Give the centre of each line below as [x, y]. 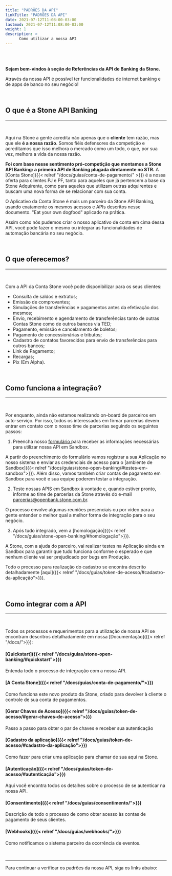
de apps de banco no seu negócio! [42, 84]
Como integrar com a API [46, 604]
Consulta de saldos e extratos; [45, 296]
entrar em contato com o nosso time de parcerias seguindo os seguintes [82, 426]
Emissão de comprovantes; [41, 302]
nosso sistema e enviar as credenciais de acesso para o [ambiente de [79, 462]
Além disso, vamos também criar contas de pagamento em [99, 473]
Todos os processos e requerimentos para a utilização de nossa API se [80, 631]
